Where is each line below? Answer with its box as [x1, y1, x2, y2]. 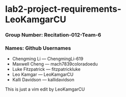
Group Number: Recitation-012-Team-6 [5, 32, 101, 38]
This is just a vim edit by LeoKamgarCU [5, 86, 85, 92]
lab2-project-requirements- [5, 3, 122, 15]
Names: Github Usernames [5, 45, 71, 52]
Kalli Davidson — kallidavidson [12, 77, 75, 83]
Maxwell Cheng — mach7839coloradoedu [12, 61, 98, 67]
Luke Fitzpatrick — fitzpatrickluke [12, 66, 81, 72]
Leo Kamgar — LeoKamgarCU [12, 71, 74, 77]
